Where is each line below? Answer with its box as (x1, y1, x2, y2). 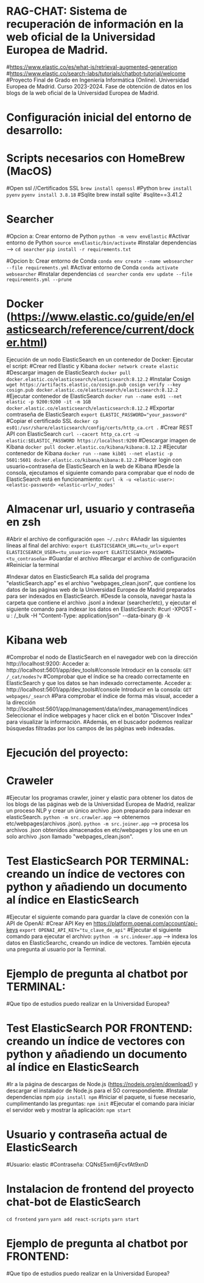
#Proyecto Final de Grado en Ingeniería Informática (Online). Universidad (6, 76, 189, 84)
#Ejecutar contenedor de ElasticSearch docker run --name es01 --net (6, 392, 183, 400)
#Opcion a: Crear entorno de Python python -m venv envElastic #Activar (6, 233, 190, 240)
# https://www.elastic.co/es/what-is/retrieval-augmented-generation (6, 63, 178, 71)
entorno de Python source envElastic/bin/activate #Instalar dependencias (6, 239, 197, 246)
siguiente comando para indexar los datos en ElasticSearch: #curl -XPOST (6, 605, 193, 613)
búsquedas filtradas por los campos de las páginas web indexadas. (6, 724, 175, 732)
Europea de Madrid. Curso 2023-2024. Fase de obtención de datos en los (6, 82, 192, 90)
